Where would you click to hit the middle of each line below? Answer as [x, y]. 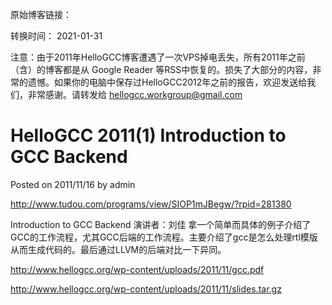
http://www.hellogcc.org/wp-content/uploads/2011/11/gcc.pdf [137, 269]
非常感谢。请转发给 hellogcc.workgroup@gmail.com [135, 94]
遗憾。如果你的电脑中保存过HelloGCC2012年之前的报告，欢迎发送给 [167, 82]
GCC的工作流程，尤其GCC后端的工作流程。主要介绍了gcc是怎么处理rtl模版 [164, 237]
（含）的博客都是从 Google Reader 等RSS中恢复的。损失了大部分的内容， [161, 69]
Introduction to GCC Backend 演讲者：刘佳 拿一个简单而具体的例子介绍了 [161, 224]
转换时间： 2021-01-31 [56, 36]
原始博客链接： [41, 14]
